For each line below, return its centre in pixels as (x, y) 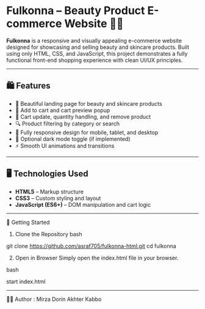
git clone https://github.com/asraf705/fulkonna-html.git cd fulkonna (92, 246)
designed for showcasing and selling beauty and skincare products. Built (98, 47)
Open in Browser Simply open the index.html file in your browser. (97, 258)
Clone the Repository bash (49, 234)
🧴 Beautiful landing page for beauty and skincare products (89, 103)
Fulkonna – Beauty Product (76, 11)
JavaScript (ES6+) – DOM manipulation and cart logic (83, 204)
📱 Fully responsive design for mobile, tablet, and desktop (87, 132)
